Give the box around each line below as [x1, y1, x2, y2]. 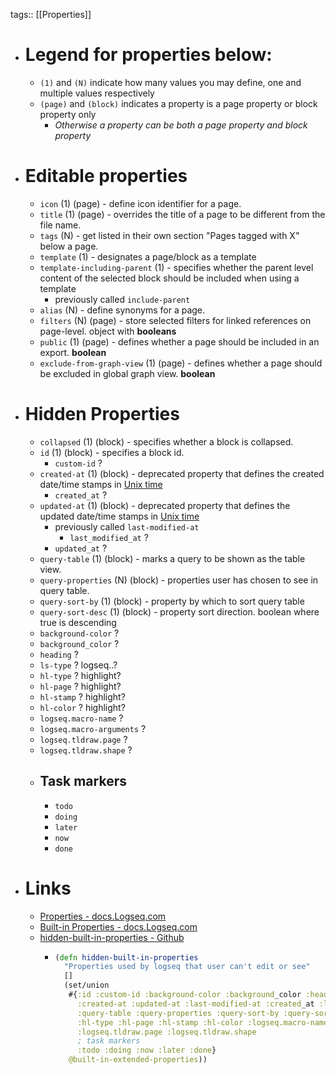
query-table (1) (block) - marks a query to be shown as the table [39, 552, 306, 564]
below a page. [39, 240, 99, 252]
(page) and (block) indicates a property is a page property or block [39, 97, 318, 109]
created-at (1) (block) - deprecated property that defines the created [39, 467, 325, 479]
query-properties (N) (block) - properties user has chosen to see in [39, 574, 319, 586]
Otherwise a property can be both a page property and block [54, 119, 308, 131]
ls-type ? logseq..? [39, 659, 118, 671]
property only [39, 108, 97, 120]
